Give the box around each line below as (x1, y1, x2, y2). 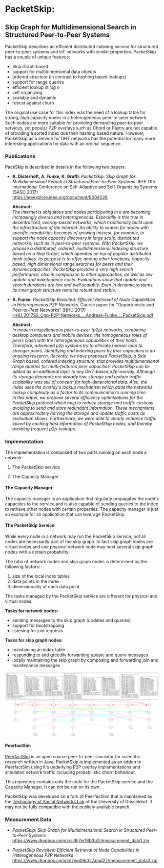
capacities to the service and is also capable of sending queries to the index (5, 501, 159, 507)
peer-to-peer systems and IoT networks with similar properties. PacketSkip (5, 49, 156, 54)
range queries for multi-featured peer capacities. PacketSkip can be (12, 364, 150, 370)
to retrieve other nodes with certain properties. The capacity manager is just (5, 506, 159, 512)
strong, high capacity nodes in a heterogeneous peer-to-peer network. (5, 115, 148, 121)
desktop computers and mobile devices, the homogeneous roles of (12, 332, 147, 338)
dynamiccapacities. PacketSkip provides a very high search (12, 266, 133, 273)
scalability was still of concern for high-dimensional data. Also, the (12, 379, 147, 385)
